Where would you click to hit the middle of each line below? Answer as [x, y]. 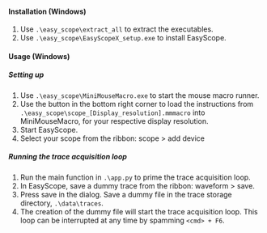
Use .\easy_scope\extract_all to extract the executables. [117, 29]
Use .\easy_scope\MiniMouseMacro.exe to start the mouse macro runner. [140, 95]
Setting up [26, 75]
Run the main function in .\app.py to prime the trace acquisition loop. [135, 177]
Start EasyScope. [49, 129]
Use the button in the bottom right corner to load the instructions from [137, 104]
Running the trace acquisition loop [68, 157]
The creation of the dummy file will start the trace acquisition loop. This [139, 211]
